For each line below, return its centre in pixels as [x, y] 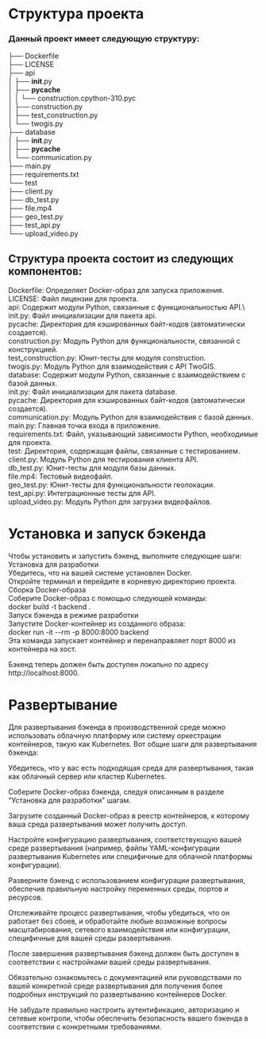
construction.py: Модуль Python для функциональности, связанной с [124, 341]
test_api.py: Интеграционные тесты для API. [82, 494]
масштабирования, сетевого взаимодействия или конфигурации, [119, 930]
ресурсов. [26, 897]
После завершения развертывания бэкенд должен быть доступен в [124, 954]
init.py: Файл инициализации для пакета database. [93, 392]
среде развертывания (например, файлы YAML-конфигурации [114, 848]
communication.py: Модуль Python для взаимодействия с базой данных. [131, 417]
